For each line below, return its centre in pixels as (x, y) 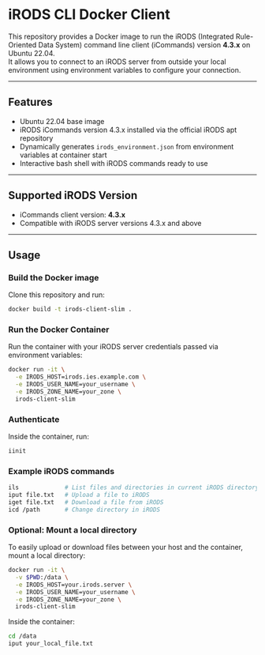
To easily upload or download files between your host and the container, (125, 548)
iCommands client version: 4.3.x (73, 214)
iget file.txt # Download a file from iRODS (86, 503)
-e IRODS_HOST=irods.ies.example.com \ (81, 377)
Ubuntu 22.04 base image (62, 121)
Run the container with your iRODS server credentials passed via (113, 347)
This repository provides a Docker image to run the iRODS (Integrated (121, 36)
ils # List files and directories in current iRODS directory (134, 487)
